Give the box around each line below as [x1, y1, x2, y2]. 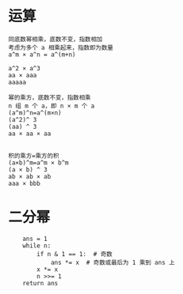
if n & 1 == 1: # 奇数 [36, 250, 112, 258]
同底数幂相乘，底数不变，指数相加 [8, 35, 103, 43]
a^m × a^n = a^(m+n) [8, 51, 77, 58]
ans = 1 [22, 235, 48, 243]
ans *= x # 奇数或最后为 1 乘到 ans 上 [50, 258, 176, 266]
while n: [22, 242, 51, 250]
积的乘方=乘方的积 [8, 152, 59, 160]
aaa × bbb [8, 179, 41, 187]
